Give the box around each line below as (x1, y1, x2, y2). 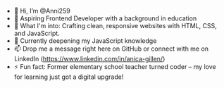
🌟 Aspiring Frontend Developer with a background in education (13, 14, 197, 23)
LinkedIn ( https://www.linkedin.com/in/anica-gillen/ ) (13, 55, 166, 63)
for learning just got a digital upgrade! (13, 73, 124, 81)
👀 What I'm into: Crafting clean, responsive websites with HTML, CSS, (13, 22, 217, 30)
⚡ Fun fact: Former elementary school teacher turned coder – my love (13, 63, 216, 70)
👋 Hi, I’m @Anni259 (13, 7, 70, 15)
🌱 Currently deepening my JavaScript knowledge (13, 37, 157, 45)
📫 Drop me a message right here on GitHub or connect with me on (13, 44, 209, 53)
